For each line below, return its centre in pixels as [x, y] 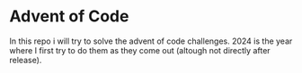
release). [26, 60]
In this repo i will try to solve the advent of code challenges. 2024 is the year [151, 41]
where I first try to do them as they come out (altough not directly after [140, 50]
